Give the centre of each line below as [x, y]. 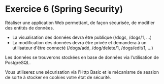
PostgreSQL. [18, 62]
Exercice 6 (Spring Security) [64, 9]
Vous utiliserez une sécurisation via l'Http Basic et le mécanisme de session [82, 72]
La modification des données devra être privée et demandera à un [79, 42]
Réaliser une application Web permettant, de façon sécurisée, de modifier [80, 23]
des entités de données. [30, 28]
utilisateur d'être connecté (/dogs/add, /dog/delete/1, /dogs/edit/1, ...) [83, 48]
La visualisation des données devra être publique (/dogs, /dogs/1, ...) [82, 37]
